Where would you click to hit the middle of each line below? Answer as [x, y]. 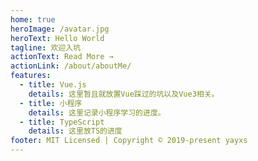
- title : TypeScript [62, 122]
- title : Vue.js [53, 85]
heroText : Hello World [57, 38]
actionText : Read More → [62, 57]
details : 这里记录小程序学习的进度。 [97, 112]
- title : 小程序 [51, 103]
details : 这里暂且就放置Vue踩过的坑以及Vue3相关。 [124, 94]
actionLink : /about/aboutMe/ [71, 66]
